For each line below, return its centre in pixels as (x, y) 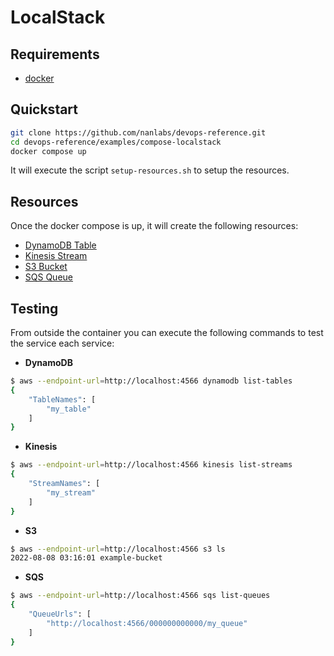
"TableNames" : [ (62, 399)
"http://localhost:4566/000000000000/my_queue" (147, 623)
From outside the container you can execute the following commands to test (167, 333)
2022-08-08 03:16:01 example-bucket (86, 558)
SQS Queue (48, 277)
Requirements (55, 54)
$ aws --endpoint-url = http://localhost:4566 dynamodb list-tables (151, 381)
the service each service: (62, 343)
